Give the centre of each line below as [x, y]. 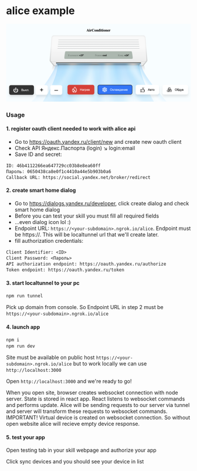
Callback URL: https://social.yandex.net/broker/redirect [78, 177]
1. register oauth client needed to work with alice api [71, 129]
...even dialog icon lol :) [43, 222]
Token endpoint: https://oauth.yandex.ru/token [65, 270]
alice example [40, 11]
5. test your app [26, 437]
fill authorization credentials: [49, 240]
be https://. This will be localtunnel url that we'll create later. [87, 234]
